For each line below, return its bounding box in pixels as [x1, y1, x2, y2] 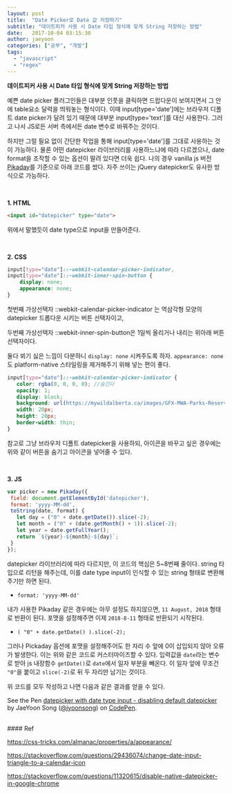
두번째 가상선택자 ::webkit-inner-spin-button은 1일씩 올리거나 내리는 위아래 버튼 [7, 328, 225, 336]
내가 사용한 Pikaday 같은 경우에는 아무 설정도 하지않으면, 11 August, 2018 [7, 604, 209, 613]
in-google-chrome [7, 779, 60, 787]
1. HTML [7, 198, 31, 207]
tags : [7, 49, 23, 56]
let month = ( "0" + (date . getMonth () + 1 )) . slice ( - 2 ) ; [16, 520, 177, 528]
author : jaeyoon [7, 36, 54, 43]
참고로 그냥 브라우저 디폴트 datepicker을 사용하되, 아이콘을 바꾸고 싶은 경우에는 [7, 438, 222, 447]
